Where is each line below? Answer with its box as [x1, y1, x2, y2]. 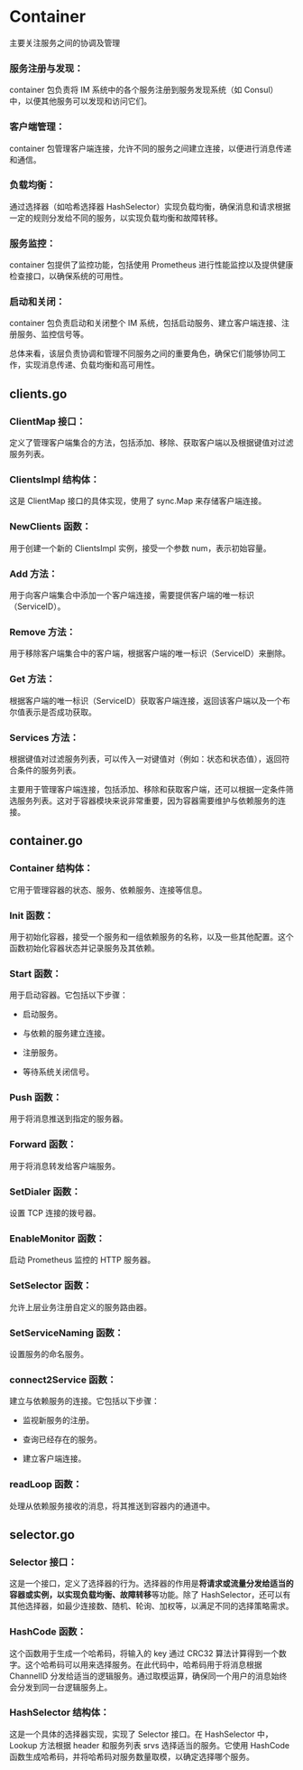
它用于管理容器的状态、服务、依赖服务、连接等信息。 [9, 884, 207, 895]
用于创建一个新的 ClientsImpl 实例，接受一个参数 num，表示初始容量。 [9, 542, 271, 553]
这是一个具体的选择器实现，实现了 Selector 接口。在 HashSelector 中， [9, 1728, 273, 1739]
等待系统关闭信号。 [22, 1066, 95, 1077]
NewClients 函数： [9, 520, 92, 533]
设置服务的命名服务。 [9, 1348, 88, 1359]
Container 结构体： [9, 862, 94, 875]
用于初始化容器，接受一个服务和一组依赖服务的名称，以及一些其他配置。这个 [9, 931, 294, 941]
